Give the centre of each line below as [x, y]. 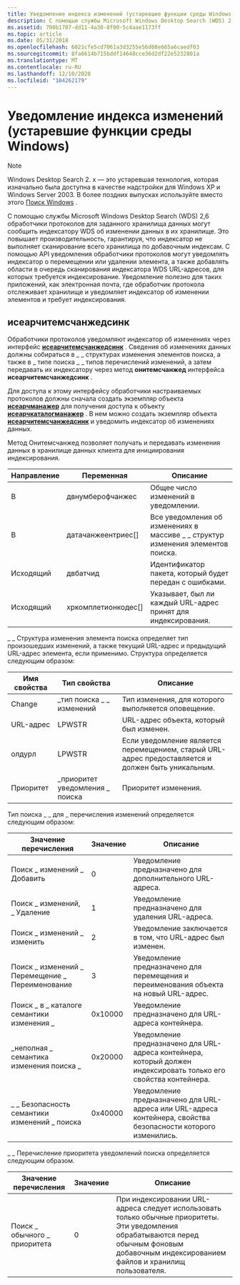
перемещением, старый [164, 750]
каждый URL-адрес [184, 603]
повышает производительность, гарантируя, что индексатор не [105, 239]
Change [24, 704]
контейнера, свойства [172, 1118]
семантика [30, 1057]
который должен [162, 1062]
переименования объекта [178, 984]
